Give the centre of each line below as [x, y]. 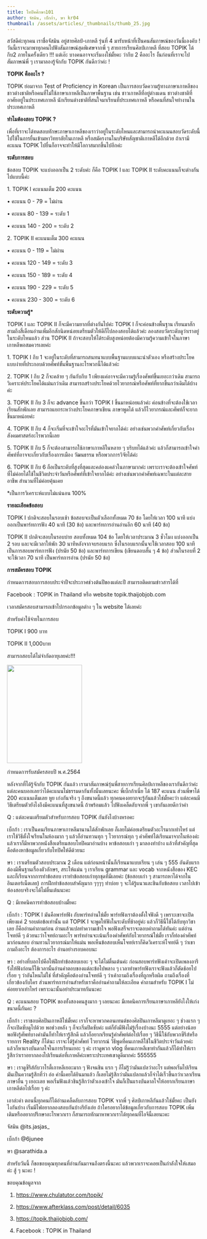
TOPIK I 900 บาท [27, 631]
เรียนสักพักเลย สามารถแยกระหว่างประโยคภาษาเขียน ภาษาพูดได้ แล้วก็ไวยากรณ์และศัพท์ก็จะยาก [102, 410]
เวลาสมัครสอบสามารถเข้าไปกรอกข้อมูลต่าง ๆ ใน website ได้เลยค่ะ [74, 607]
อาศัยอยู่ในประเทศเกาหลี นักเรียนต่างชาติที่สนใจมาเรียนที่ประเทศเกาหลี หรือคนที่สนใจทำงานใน [101, 100]
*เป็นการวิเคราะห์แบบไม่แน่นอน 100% [47, 493]
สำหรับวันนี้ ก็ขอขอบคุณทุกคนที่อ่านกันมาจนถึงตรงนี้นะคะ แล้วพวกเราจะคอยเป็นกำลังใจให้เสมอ [101, 1163]
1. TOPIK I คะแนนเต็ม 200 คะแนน [45, 189]
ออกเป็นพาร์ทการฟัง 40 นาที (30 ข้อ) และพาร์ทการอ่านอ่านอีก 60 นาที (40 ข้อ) [89, 525]
